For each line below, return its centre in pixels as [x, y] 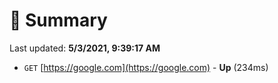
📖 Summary [58, 20]
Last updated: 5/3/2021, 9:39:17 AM [85, 48]
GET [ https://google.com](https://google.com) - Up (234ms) [146, 67]
